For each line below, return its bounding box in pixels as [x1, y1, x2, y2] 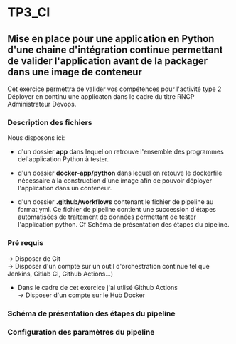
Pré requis [7, 238, 44, 248]
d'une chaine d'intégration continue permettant [7, 43, 223, 55]
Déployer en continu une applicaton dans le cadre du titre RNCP [7, 92, 195, 100]
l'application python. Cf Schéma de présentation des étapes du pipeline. [17, 220, 230, 229]
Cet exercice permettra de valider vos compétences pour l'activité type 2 [7, 85, 222, 93]
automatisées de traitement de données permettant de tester [17, 213, 197, 221]
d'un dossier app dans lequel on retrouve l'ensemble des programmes [17, 147, 224, 156]
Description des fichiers [7, 117, 92, 127]
